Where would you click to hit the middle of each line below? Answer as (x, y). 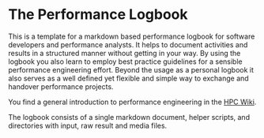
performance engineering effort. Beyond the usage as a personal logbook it (131, 69)
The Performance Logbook (98, 15)
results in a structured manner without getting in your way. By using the (124, 53)
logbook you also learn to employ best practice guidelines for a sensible (125, 62)
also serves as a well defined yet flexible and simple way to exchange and (128, 78)
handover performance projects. (61, 86)
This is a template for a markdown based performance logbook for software (132, 36)
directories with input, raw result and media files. (88, 125)
